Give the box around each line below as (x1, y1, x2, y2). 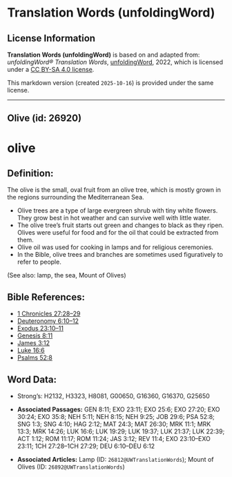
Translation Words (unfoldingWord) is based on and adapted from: (7, 50, 200, 59)
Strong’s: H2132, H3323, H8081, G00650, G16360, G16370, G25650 (17, 392, 211, 400)
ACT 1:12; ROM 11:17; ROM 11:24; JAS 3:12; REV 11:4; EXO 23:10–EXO (17, 435, 211, 443)
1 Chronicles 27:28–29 (17, 309, 81, 318)
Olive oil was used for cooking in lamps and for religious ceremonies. (17, 243, 214, 251)
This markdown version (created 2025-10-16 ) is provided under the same (7, 79, 214, 87)
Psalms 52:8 (17, 353, 53, 362)
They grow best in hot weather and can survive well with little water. (17, 214, 211, 222)
